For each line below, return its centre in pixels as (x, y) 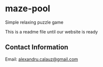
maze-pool (28, 9)
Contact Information (37, 47)
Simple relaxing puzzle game (34, 22)
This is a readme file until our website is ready (51, 32)
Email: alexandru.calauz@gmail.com (42, 59)
